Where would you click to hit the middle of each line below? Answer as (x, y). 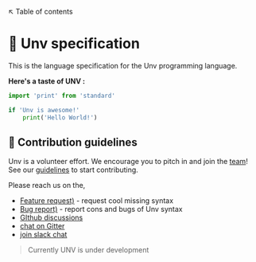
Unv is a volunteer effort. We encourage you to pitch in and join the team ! (128, 162)
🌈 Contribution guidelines (73, 142)
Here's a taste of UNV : (47, 81)
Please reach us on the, (47, 186)
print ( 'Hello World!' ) (60, 117)
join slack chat (43, 235)
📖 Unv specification (74, 44)
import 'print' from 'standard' (62, 96)
